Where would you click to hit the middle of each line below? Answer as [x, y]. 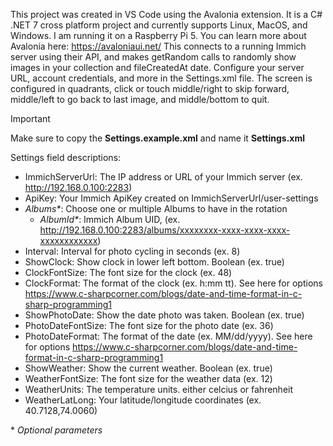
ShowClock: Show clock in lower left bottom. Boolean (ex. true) [154, 262]
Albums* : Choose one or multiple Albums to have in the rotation [156, 208]
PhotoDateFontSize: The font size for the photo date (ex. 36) [149, 325]
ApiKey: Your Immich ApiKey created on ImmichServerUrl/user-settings [171, 198]
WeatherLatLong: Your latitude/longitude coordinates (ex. [143, 400]
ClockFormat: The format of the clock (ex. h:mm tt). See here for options [173, 283]
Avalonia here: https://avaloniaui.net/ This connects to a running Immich [158, 46]
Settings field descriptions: [66, 157]
